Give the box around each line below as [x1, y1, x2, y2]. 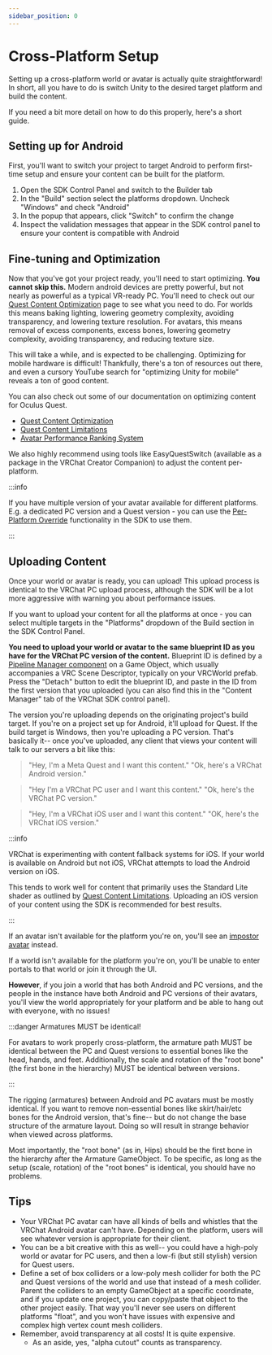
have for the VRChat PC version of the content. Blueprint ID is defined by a [8, 651, 262, 660]
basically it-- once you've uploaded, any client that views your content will [8, 736, 257, 745]
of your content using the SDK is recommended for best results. [8, 900, 222, 909]
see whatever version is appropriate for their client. [19, 1234, 192, 1244]
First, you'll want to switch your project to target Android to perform [8, 160, 235, 171]
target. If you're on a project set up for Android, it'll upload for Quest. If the [8, 719, 258, 728]
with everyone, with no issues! [8, 1006, 110, 1016]
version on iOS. [8, 867, 60, 876]
